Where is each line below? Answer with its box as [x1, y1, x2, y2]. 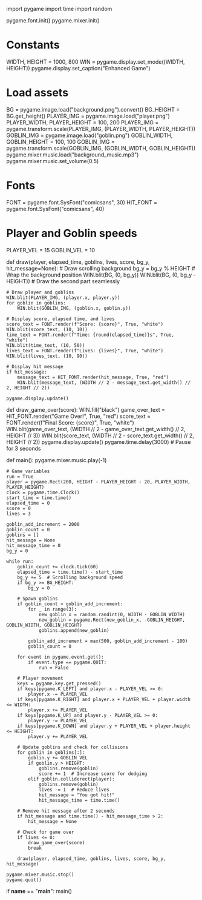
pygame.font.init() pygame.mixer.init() [6, 17, 100, 24]
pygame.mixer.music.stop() [6, 871, 74, 878]
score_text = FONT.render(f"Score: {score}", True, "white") [6, 321, 164, 327]
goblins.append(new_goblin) [38, 627, 110, 633]
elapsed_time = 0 [6, 500, 50, 506]
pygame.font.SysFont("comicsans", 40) [6, 205, 105, 212]
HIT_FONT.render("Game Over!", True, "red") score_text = [6, 412, 151, 420]
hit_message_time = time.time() [38, 797, 120, 803]
